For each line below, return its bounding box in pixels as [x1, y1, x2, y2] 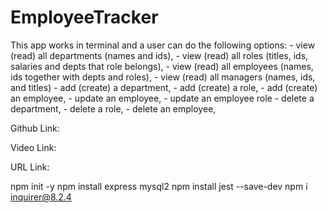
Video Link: [10, 141, 57, 153]
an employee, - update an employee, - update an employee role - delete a [10, 92, 315, 104]
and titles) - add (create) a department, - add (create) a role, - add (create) [10, 81, 318, 93]
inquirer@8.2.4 [10, 191, 72, 203]
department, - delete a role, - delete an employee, [10, 102, 217, 115]
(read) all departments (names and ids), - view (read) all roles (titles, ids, [10, 49, 309, 61]
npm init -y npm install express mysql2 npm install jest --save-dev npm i [10, 180, 308, 192]
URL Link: [10, 161, 50, 173]
